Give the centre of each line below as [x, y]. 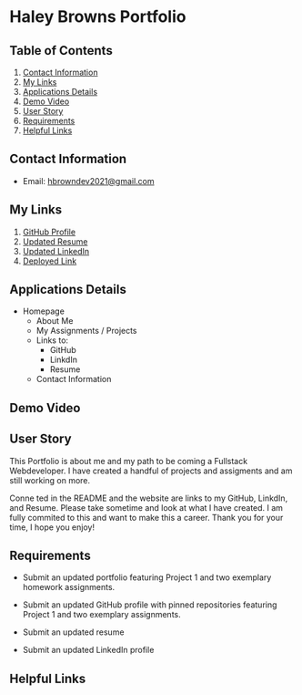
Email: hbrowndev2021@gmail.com [88, 181]
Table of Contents [61, 51]
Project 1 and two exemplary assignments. [102, 615]
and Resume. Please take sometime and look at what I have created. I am [146, 507]
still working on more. [50, 480]
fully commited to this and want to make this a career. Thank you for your [146, 517]
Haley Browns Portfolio [98, 17]
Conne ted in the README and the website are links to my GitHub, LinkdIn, [149, 498]
